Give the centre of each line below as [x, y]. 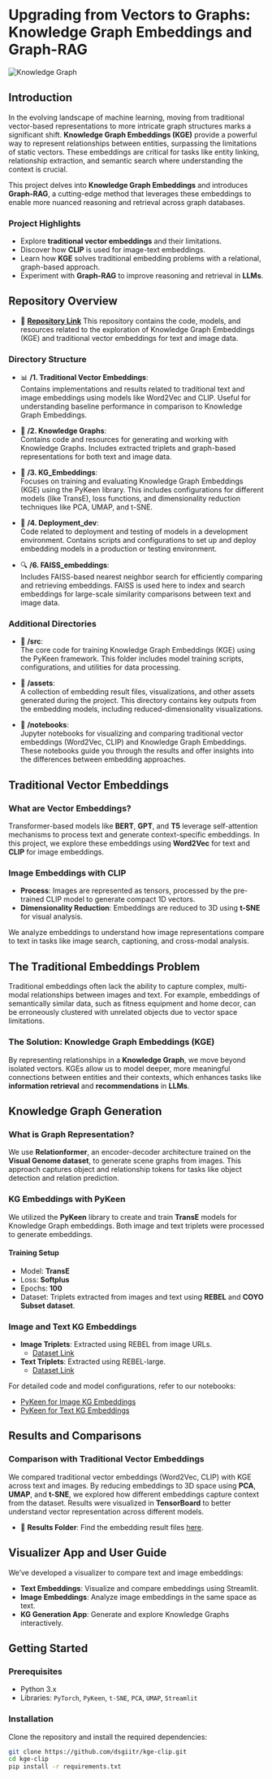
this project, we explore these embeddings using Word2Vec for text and [129, 843]
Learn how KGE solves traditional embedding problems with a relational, [140, 259]
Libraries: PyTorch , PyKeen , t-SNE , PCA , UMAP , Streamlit [109, 1698]
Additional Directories [53, 624]
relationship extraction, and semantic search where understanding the [126, 160]
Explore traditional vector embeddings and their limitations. [121, 241]
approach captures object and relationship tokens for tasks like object [125, 1169]
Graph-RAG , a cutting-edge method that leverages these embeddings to [130, 194]
